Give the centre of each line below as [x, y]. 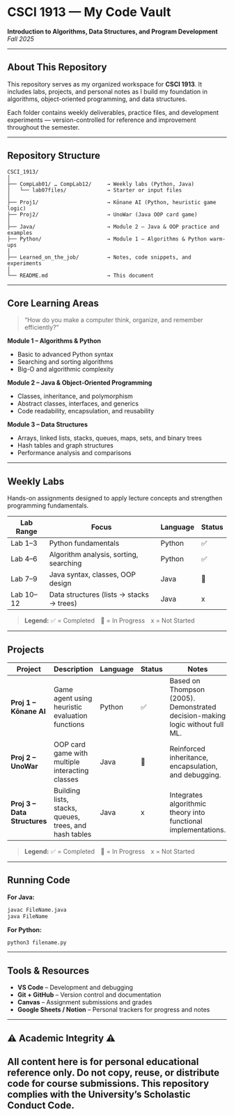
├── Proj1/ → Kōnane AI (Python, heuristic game [112, 202]
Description [73, 669]
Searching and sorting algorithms [65, 362]
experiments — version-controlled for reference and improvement [102, 120]
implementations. [198, 830]
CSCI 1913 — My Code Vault [89, 12]
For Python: [25, 930]
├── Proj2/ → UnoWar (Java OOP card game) [102, 214]
